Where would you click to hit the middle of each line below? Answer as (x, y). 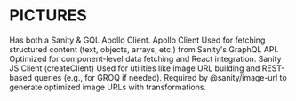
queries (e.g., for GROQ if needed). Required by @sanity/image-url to (160, 77)
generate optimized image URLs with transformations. (108, 87)
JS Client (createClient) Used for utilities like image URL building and (135, 68)
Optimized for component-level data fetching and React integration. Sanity (145, 58)
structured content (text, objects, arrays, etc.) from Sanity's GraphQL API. (144, 49)
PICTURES (48, 16)
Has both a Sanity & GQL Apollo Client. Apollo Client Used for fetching (137, 40)
